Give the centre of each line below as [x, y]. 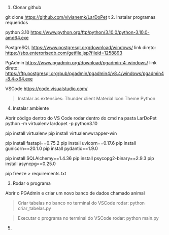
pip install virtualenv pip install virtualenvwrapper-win [61, 133]
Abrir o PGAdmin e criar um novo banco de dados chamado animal [75, 193]
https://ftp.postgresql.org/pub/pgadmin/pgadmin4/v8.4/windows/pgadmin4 [84, 73]
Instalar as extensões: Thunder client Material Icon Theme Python [87, 99]
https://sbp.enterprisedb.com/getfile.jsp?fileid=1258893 [64, 53]
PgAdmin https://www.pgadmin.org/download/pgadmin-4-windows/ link [81, 63]
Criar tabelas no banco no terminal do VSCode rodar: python [81, 203]
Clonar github [27, 7]
